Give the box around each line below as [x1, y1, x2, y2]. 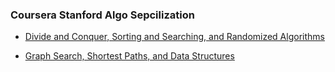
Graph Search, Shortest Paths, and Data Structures [24, 50, 235, 62]
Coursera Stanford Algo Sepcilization [10, 8, 195, 22]
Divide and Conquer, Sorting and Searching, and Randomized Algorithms [24, 31, 325, 43]
